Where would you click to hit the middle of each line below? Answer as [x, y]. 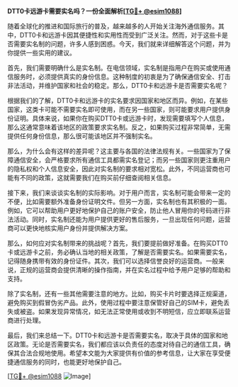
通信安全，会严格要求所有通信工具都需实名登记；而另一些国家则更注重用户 [122, 160]
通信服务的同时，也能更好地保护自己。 [69, 362]
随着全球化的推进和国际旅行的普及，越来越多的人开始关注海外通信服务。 [113, 26]
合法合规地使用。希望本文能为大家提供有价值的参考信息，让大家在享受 [122, 353]
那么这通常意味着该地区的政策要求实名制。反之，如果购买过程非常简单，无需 [119, 127]
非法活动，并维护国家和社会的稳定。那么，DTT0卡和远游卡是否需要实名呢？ [118, 85]
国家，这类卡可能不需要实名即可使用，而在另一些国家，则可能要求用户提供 [116, 110]
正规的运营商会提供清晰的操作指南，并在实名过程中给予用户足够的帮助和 [125, 270]
